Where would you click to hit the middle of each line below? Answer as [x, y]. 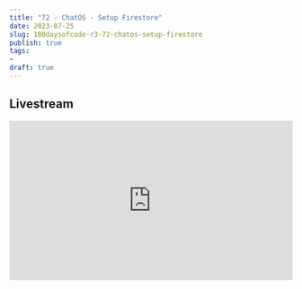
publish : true [36, 43]
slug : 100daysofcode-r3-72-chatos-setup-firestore [106, 34]
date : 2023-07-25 [42, 26]
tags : [19, 51]
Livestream [41, 104]
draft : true [31, 68]
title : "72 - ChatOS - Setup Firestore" [86, 18]
